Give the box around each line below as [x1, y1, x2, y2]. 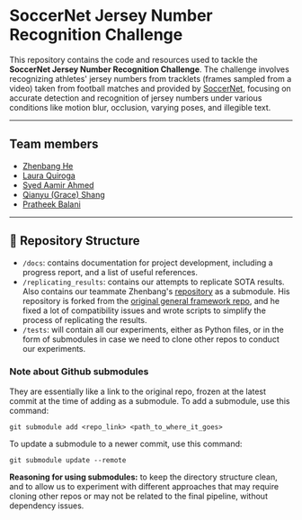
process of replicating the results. [22, 314, 147, 325]
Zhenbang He [22, 160, 74, 171]
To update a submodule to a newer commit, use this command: [9, 438, 243, 449]
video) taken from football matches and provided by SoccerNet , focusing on [9, 83, 292, 94]
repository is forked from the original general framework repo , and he [22, 295, 280, 306]
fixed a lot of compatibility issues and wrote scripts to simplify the [22, 305, 267, 316]
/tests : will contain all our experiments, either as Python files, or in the [22, 324, 285, 335]
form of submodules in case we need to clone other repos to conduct [22, 334, 280, 345]
